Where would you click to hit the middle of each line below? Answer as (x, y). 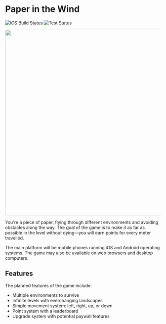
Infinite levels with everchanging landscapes (57, 300)
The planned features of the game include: (49, 285)
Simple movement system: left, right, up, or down (62, 306)
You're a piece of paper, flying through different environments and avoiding (82, 222)
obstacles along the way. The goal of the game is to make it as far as (75, 227)
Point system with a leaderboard (45, 311)
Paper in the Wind (42, 9)
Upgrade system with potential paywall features (61, 316)
